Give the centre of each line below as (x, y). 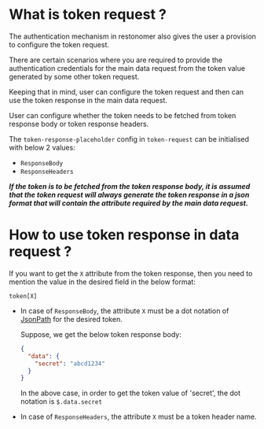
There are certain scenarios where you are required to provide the (116, 60)
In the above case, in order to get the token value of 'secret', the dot (130, 393)
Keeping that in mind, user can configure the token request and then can (126, 91)
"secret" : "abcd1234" (70, 364)
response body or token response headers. (79, 124)
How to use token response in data (124, 235)
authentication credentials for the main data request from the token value (127, 68)
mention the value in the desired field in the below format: (102, 282)
